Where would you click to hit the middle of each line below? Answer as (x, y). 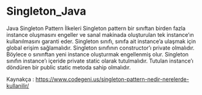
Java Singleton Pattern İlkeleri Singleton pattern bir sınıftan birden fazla (96, 28)
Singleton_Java (47, 11)
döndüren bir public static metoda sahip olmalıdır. (69, 67)
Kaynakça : (21, 79)
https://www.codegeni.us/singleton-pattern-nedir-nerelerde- (113, 79)
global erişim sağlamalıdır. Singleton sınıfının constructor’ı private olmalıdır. (100, 48)
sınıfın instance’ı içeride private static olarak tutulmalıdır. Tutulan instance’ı (100, 61)
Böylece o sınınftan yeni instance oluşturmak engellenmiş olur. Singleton (97, 54)
